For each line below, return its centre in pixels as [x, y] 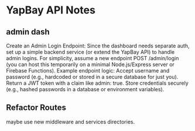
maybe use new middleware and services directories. [71, 122]
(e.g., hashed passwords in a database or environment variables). [85, 89]
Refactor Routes [36, 108]
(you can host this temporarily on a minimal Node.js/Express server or [90, 64]
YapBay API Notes [51, 10]
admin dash [28, 32]
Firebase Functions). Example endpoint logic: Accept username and [88, 70]
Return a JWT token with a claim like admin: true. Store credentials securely [97, 83]
